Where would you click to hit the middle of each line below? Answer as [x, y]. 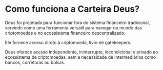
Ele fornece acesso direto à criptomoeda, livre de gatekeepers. [68, 42]
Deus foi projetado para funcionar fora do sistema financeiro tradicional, [78, 23]
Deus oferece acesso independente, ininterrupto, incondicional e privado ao [81, 52]
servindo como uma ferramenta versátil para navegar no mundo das [74, 27]
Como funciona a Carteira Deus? [72, 9]
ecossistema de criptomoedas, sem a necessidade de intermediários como [81, 57]
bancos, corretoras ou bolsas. [35, 62]
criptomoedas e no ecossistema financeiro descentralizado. [65, 33]
